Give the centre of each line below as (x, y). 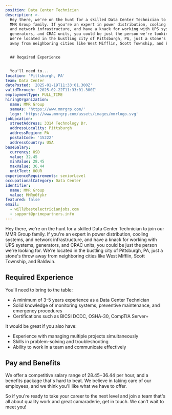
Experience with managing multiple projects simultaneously (76, 336)
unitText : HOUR (26, 171)
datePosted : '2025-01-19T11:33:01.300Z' (49, 85)
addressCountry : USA (32, 142)
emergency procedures (37, 310)
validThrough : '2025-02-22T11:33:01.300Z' (51, 90)
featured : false (23, 200)
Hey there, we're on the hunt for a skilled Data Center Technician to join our (85, 228)
